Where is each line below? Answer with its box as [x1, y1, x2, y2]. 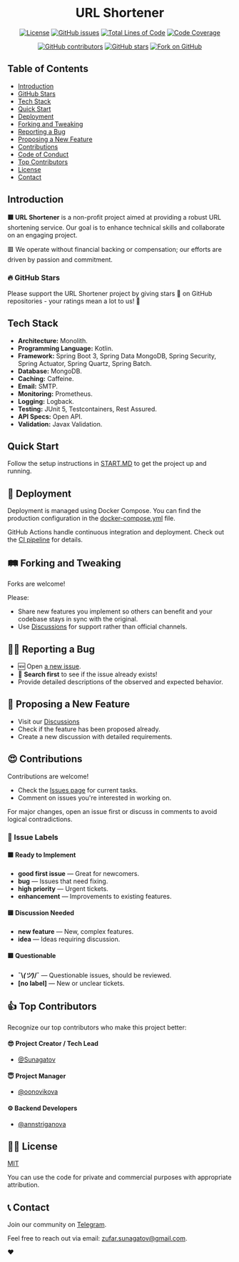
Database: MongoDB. [17, 367, 82, 375]
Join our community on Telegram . [7, 1221, 107, 1229]
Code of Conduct [17, 150, 69, 158]
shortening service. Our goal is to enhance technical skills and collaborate [7, 223, 225, 232]
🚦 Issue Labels [7, 833, 59, 843]
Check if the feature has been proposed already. [17, 725, 161, 733]
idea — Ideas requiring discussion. [17, 935, 121, 943]
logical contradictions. [7, 815, 73, 823]
